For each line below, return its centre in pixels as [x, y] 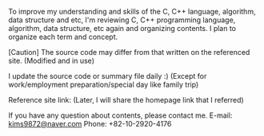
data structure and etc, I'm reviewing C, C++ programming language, [122, 20]
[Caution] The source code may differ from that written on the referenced [129, 52]
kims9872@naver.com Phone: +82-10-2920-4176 [90, 124]
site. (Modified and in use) [51, 60]
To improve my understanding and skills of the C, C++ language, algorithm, [132, 12]
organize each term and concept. [63, 37]
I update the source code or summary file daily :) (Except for [108, 76]
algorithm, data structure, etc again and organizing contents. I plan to [122, 28]
